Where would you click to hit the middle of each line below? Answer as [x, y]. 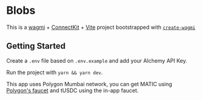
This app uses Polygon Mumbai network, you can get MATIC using [89, 84]
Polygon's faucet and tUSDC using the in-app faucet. [73, 90]
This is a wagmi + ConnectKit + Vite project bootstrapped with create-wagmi [101, 27]
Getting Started [36, 46]
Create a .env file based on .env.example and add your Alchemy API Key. [97, 60]
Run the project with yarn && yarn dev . [54, 72]
